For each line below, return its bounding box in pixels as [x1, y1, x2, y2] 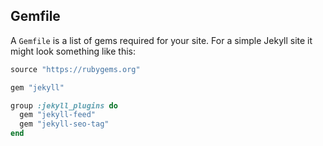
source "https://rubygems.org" [10, 64, 141, 74]
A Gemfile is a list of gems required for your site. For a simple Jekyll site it [10, 34, 313, 46]
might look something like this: [10, 45, 137, 57]
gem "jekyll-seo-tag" [19, 119, 110, 129]
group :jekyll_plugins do [10, 100, 118, 111]
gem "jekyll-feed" [19, 110, 97, 120]
